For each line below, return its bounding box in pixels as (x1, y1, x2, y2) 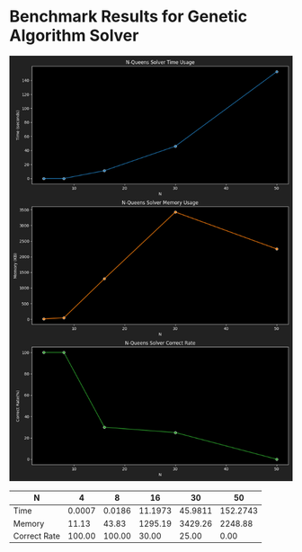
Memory (13, 518, 45, 529)
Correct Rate (13, 530, 61, 541)
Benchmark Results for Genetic (9, 6, 248, 27)
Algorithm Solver (9, 25, 139, 46)
